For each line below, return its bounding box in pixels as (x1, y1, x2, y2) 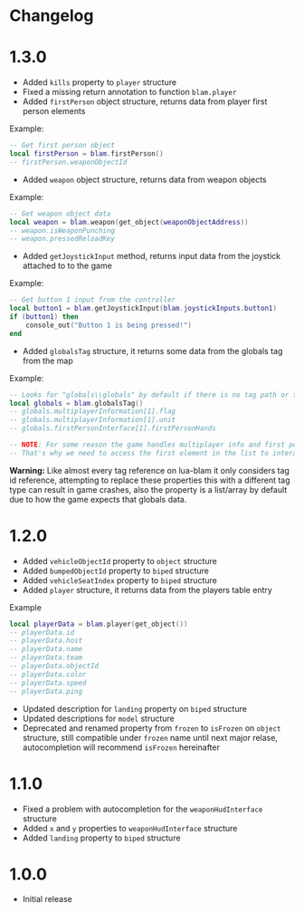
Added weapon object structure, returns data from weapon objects (22, 174, 267, 185)
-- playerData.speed (9, 678, 88, 687)
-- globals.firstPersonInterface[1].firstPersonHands (9, 424, 217, 433)
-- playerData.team (9, 653, 83, 662)
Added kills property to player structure (22, 77, 177, 88)
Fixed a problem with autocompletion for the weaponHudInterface (22, 803, 263, 814)
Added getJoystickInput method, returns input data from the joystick (22, 251, 281, 262)
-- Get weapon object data (9, 209, 111, 218)
